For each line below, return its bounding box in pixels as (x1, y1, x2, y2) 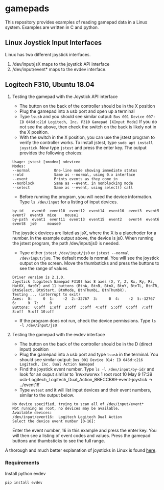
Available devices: (12, 410, 52, 415)
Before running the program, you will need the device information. (19, 194, 153, 199)
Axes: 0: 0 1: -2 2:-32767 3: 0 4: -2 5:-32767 (12, 296, 155, 301)
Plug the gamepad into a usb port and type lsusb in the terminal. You (19, 351, 158, 357)
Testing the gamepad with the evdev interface (12, 331, 105, 337)
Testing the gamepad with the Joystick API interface (12, 94, 118, 99)
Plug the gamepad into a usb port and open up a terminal (19, 108, 135, 114)
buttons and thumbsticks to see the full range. (12, 438, 105, 443)
